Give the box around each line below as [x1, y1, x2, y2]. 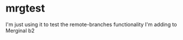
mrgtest [5, 2, 45, 15]
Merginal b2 [5, 27, 35, 34]
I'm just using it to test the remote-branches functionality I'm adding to [5, 21, 178, 28]
